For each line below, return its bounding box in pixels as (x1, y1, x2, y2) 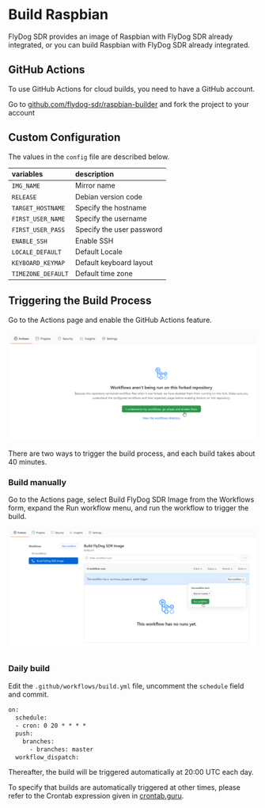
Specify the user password (74, 225, 163, 234)
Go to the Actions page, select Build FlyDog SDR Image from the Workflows (8, 495, 255, 504)
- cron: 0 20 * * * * (15, 722, 87, 730)
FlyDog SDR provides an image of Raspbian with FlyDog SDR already (8, 32, 233, 41)
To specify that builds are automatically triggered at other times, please (8, 782, 241, 792)
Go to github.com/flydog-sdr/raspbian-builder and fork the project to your (8, 99, 249, 108)
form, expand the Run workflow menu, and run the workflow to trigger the (8, 503, 249, 513)
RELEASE (11, 193, 37, 201)
